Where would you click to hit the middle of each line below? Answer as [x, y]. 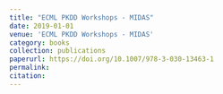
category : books [39, 43]
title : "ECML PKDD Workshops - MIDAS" [81, 17]
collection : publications [57, 51]
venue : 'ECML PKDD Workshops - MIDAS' [81, 34]
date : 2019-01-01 [42, 26]
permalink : [30, 68]
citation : [28, 76]
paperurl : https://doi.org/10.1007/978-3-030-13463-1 [112, 59]
